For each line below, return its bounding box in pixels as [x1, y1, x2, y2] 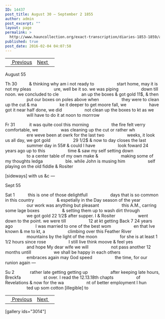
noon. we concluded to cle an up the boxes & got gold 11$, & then [5, 91, 159, 97]
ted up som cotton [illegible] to [27, 285, 89, 291]
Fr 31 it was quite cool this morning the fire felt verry [5, 121, 146, 128]
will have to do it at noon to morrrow [27, 112, 100, 118]
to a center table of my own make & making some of [27, 153, 154, 159]
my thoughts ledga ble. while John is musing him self [5, 158, 156, 164]
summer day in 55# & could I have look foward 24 [27, 142, 149, 148]
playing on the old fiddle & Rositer [5, 163, 74, 169]
